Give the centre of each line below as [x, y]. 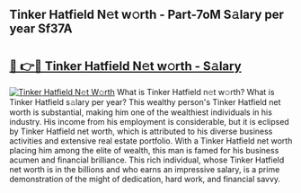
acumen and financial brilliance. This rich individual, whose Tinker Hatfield [147, 160]
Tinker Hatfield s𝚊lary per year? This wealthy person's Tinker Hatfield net [145, 102]
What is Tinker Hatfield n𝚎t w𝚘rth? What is [195, 92]
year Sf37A [41, 29]
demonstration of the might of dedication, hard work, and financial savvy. [145, 179]
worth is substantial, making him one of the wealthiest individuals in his [141, 112]
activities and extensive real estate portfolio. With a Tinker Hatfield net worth [151, 141]
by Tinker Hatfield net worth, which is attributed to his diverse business [141, 131]
